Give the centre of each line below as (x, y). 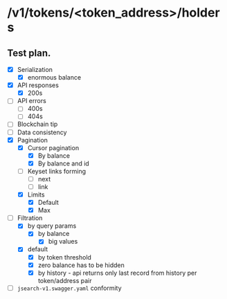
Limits (36, 194)
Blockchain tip (37, 124)
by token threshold (65, 257)
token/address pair (65, 280)
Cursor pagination (53, 147)
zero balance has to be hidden (81, 265)
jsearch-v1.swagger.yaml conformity (70, 288)
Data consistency (42, 132)
